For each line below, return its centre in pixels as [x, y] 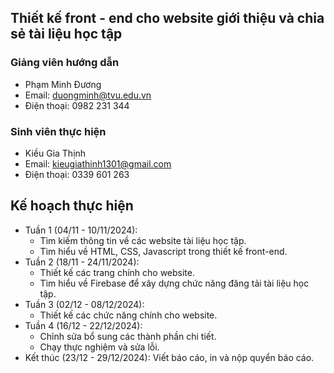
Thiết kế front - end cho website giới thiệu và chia [167, 18]
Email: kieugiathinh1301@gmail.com [98, 163]
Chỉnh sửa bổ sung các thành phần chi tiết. [128, 336]
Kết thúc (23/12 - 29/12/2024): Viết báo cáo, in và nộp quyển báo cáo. [169, 357]
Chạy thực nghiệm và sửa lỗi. [99, 347]
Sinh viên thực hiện [58, 131]
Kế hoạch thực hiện [72, 206]
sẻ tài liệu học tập [66, 34]
